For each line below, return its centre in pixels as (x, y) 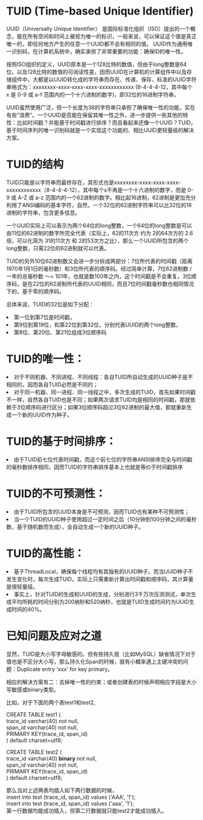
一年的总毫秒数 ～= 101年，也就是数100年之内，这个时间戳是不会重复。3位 (99, 276)
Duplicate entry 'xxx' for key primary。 (65, 669)
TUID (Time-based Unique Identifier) (100, 11)
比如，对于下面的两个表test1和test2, (51, 702)
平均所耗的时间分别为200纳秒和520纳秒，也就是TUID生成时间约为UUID (100, 601)
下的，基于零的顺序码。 (35, 291)
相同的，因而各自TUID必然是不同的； (52, 384)
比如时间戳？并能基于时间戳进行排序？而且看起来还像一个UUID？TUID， (106, 122)
